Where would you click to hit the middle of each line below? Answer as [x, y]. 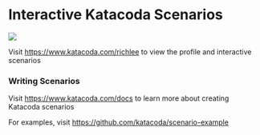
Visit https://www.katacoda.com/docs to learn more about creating [119, 98]
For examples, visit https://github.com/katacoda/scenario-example [118, 122]
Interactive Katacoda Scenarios [116, 15]
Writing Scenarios [44, 81]
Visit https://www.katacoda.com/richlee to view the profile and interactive [130, 52]
